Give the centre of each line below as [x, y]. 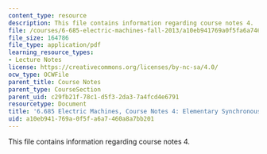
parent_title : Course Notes [55, 82]
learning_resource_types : [51, 52]
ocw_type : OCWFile [39, 75]
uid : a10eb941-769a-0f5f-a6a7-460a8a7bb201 [81, 119]
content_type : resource [48, 15]
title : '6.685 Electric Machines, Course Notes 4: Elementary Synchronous [135, 112]
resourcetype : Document [48, 104]
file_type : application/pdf [55, 45]
